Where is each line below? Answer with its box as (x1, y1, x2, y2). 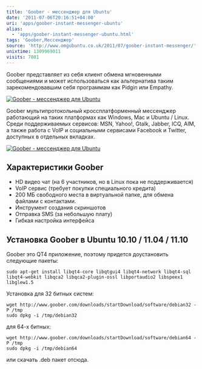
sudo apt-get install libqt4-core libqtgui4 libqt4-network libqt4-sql (6, 269, 191, 275)
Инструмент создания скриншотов (15, 204, 106, 211)
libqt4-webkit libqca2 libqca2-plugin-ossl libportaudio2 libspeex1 (6, 274, 183, 280)
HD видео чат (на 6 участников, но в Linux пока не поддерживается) (15, 178, 194, 186)
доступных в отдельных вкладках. (6, 133, 95, 140)
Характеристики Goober (6, 162, 104, 173)
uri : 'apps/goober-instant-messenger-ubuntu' (6, 20, 123, 26)
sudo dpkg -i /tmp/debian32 (6, 313, 78, 319)
